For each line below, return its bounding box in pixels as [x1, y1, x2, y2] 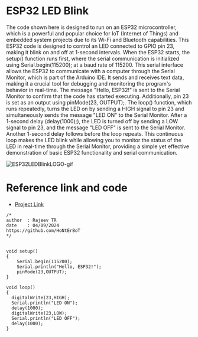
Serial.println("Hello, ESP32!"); [17, 264, 102, 270]
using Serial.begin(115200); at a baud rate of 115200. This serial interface [6, 61, 183, 68]
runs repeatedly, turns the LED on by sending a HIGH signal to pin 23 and [6, 105, 184, 112]
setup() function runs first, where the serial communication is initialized [6, 55, 179, 62]
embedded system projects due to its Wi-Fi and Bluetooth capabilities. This [6, 36, 189, 43]
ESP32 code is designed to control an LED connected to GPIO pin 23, [6, 42, 175, 50]
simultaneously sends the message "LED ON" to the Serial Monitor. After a [6, 111, 187, 119]
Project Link [14, 201, 44, 208]
